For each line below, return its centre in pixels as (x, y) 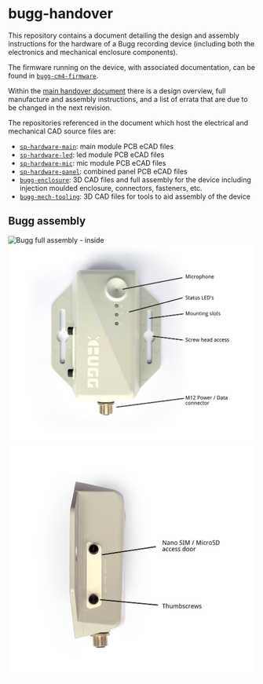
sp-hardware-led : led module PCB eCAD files (92, 155)
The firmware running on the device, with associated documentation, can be (131, 67)
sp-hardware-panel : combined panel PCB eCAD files (103, 171)
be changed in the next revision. (60, 108)
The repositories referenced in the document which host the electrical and (128, 123)
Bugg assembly (47, 221)
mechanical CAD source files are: (62, 131)
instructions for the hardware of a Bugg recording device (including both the (131, 43)
